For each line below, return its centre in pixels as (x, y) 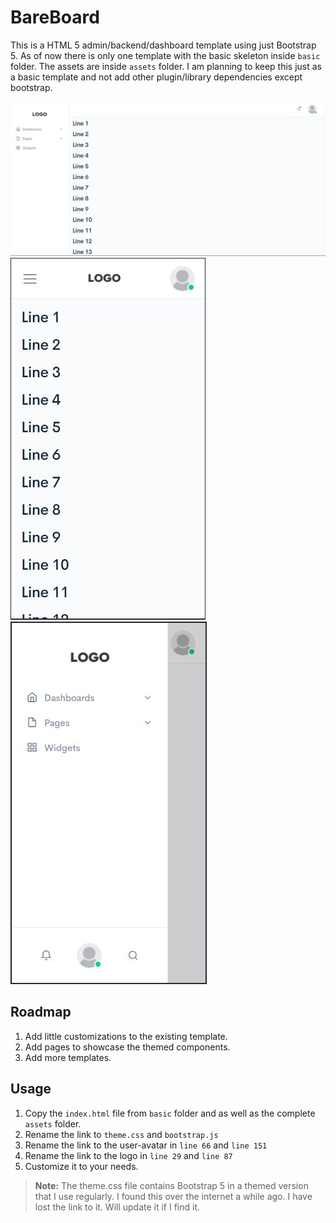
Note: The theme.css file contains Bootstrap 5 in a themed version (171, 1185)
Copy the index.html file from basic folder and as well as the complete (170, 1113)
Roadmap (41, 1012)
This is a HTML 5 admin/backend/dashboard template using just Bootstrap (163, 45)
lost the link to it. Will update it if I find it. (117, 1207)
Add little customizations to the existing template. (126, 1036)
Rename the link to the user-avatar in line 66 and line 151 (146, 1145)
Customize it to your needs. (81, 1166)
